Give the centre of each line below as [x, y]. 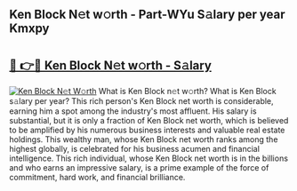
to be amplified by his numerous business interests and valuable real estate [147, 130]
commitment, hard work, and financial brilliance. [97, 177]
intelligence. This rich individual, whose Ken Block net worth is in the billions [149, 158]
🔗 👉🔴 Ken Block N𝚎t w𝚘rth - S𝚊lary [110, 65]
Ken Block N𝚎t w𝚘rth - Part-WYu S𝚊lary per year [147, 15]
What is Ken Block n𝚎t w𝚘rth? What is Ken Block [188, 91]
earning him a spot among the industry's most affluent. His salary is [133, 111]
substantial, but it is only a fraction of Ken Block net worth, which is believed [149, 120]
